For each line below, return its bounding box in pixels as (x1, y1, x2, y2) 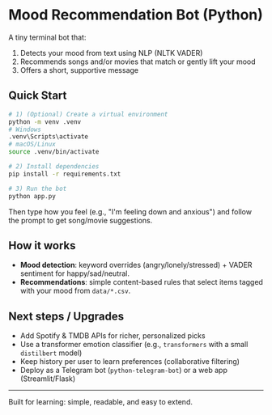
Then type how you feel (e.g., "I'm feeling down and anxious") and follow (8, 206, 253, 216)
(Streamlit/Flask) (19, 374, 76, 383)
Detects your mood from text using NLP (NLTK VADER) (19, 48, 203, 57)
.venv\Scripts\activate (8, 133, 89, 141)
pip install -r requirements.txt (8, 170, 121, 178)
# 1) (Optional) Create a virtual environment (8, 110, 168, 118)
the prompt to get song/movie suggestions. (8, 215, 153, 225)
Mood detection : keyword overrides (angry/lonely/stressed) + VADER (19, 260, 253, 270)
